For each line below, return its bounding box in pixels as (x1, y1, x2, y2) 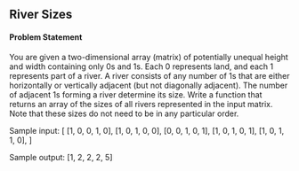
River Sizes (9, 7, 73, 22)
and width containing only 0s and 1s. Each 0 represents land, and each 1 (9, 61, 274, 72)
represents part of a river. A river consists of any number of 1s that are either (9, 70, 290, 81)
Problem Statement (9, 31, 83, 43)
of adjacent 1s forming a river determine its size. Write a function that (9, 89, 263, 100)
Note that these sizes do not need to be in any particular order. (9, 108, 239, 119)
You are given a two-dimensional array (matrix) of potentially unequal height (9, 51, 289, 62)
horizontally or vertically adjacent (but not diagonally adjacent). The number (9, 80, 288, 90)
